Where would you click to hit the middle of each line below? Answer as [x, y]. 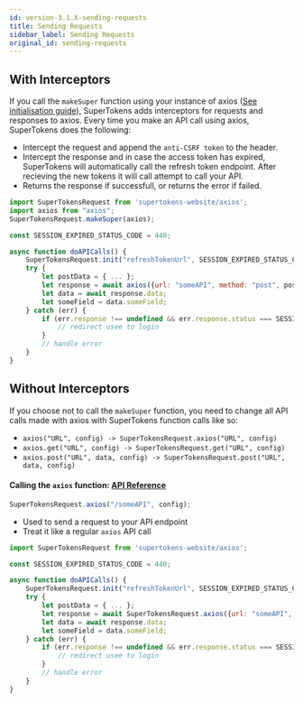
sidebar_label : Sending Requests [72, 34]
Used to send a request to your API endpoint [105, 522]
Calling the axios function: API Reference [88, 485]
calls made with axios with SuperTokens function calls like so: [124, 420]
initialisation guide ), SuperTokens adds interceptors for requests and [136, 111]
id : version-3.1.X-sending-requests [78, 18]
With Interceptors [60, 79]
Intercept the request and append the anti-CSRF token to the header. [150, 148]
